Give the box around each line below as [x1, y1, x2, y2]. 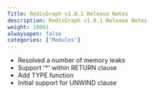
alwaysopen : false [7, 30, 62, 37]
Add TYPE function [17, 71, 75, 80]
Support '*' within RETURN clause [17, 64, 117, 72]
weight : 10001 [7, 23, 50, 30]
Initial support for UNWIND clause [17, 78, 117, 87]
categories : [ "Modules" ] [7, 37, 81, 44]
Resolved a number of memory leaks [17, 56, 126, 64]
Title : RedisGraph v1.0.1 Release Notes [7, 10, 129, 18]
